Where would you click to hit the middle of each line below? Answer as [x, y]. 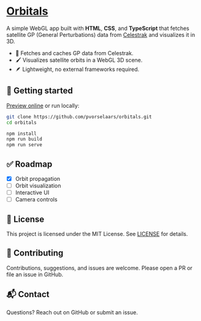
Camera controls [36, 200]
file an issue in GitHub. [35, 274]
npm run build [25, 139]
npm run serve [25, 145]
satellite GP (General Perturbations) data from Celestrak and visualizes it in [101, 34]
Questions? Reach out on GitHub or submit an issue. [72, 312]
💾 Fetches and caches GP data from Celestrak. [74, 53]
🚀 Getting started [40, 91]
